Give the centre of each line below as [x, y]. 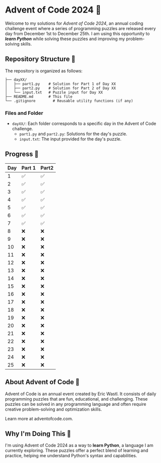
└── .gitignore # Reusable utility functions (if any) [69, 101]
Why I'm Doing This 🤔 [38, 434]
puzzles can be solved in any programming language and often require [76, 404]
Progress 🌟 [22, 154]
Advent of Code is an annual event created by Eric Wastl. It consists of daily [81, 394]
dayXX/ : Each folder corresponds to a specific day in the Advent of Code [84, 123]
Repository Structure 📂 [40, 59]
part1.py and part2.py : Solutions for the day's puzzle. [73, 134]
